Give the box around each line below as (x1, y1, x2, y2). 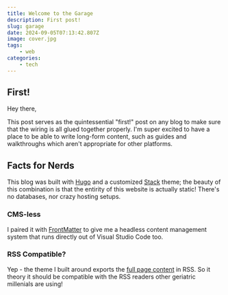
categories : (7, 55, 41, 62)
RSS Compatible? (7, 250, 66, 259)
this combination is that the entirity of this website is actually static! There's (7, 185, 220, 193)
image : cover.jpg (7, 36, 57, 43)
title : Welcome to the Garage (7, 10, 94, 17)
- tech (19, 61, 38, 68)
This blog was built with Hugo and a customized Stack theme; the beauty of (7, 178, 221, 186)
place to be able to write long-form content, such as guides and (7, 132, 187, 141)
